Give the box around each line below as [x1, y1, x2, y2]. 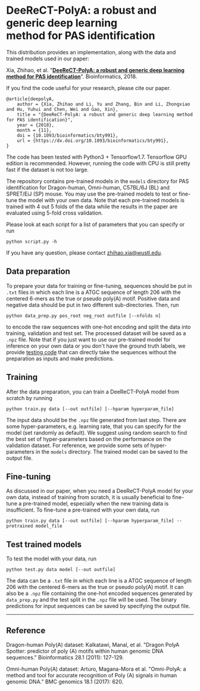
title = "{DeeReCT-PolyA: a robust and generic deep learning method [17, 111, 193, 117]
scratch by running [6, 394, 52, 401]
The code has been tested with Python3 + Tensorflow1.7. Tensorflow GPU [6, 153, 187, 160]
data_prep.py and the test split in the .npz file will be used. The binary [6, 596, 177, 603]
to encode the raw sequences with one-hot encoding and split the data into [6, 323, 192, 330]
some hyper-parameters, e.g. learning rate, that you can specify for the [6, 423, 181, 430]
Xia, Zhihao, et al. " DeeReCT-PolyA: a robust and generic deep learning [6, 66, 185, 73]
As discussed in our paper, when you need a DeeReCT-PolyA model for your [6, 487, 193, 495]
